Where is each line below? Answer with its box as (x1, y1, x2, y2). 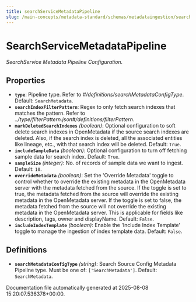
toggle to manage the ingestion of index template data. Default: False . (14, 228, 183, 235)
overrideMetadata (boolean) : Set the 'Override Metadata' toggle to (14, 172, 174, 179)
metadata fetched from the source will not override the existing (14, 203, 166, 210)
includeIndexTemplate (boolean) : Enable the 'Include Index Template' (14, 222, 181, 229)
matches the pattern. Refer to (14, 109, 86, 117)
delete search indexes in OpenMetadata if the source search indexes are (14, 128, 190, 135)
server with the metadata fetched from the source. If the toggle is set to (14, 184, 187, 191)
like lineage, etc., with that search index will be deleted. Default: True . (14, 141, 181, 148)
